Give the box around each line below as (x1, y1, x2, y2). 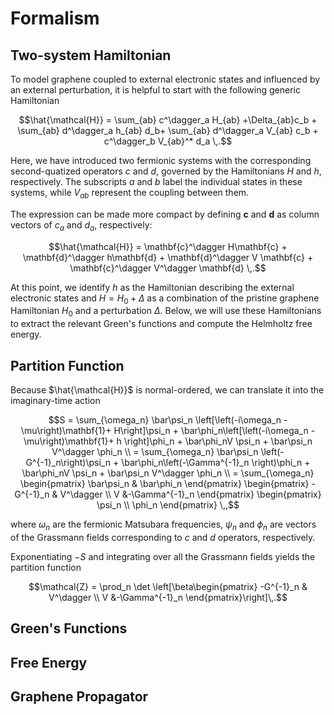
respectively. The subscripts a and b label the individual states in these (10, 176, 303, 187)
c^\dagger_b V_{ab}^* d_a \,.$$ (103, 135, 233, 147)
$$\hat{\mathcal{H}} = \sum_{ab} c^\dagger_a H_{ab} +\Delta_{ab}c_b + (18, 114, 318, 126)
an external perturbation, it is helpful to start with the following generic (10, 84, 301, 96)
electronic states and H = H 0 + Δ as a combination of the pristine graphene (10, 292, 320, 306)
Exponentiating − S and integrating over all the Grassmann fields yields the (10, 550, 316, 562)
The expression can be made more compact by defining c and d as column (10, 208, 320, 220)
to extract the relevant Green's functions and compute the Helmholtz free (10, 318, 313, 330)
